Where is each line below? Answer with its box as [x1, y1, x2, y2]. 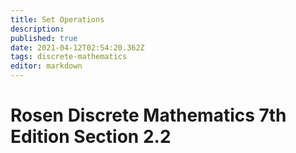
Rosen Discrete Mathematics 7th [10, 104, 287, 127]
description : [10, 24, 65, 34]
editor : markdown [10, 61, 83, 71]
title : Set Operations [10, 14, 105, 25]
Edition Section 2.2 [10, 126, 172, 148]
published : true [10, 33, 78, 43]
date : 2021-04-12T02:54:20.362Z [10, 42, 145, 53]
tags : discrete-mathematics [10, 52, 128, 62]
